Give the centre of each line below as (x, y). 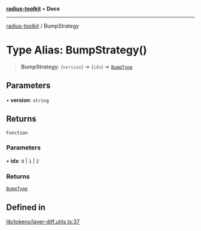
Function (17, 133)
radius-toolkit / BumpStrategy (43, 26)
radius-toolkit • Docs (33, 9)
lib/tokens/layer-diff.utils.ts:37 (43, 221)
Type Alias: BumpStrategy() (77, 50)
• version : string (28, 100)
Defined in (26, 207)
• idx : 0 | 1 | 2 (23, 161)
